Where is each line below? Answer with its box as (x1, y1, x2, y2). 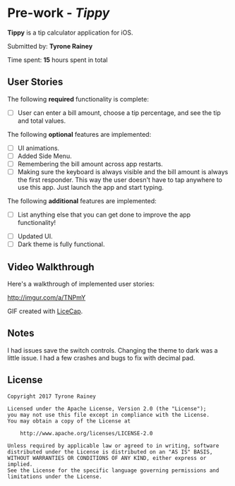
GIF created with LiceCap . (7, 307, 83, 315)
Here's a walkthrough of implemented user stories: (7, 280, 155, 288)
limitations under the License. (7, 473, 102, 480)
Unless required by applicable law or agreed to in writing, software (7, 442, 219, 449)
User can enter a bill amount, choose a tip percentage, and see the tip (17, 108, 221, 117)
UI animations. (17, 143, 60, 152)
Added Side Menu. (17, 152, 72, 160)
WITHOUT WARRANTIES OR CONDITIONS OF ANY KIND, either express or (7, 454, 207, 461)
